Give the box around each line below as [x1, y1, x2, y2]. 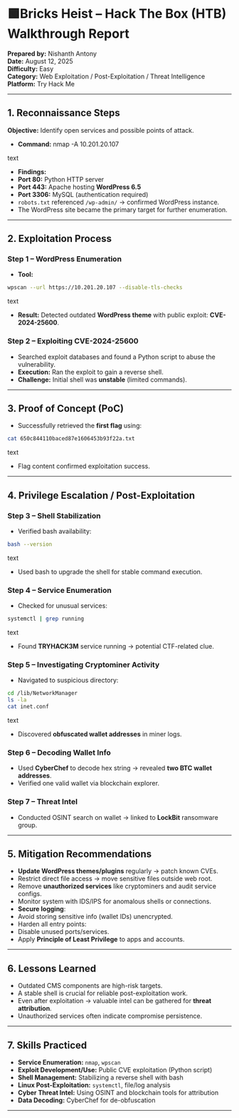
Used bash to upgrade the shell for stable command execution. [17, 567, 203, 576]
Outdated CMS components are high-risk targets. [17, 982, 163, 990]
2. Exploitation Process [7, 233, 112, 245]
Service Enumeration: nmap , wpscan [17, 1057, 121, 1067]
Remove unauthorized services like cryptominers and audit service [17, 882, 217, 890]
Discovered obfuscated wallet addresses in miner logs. [17, 729, 183, 738]
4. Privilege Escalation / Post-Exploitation [7, 489, 196, 502]
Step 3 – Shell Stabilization [7, 511, 101, 521]
